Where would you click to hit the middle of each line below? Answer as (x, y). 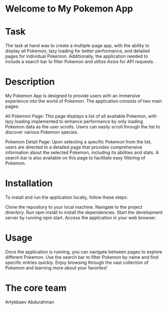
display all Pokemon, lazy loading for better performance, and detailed (77, 51)
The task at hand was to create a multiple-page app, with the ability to (77, 46)
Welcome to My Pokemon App (69, 9)
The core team (36, 288)
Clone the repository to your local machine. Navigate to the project (74, 207)
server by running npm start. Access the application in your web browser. (81, 218)
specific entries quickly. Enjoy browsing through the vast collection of (77, 262)
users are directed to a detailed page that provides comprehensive (74, 147)
